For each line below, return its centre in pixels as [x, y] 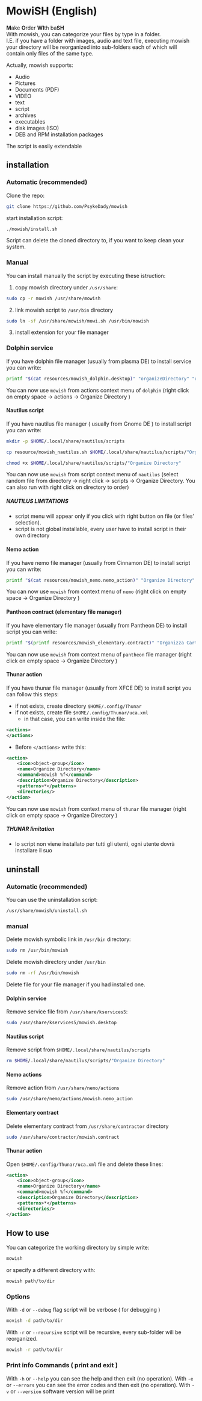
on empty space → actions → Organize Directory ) [69, 397]
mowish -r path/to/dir [35, 1350]
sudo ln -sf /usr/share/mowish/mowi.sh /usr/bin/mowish [78, 321]
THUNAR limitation [30, 829]
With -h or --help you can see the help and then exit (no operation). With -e [100, 1378]
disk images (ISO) [37, 128]
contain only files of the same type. [50, 53]
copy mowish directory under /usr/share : [66, 287]
